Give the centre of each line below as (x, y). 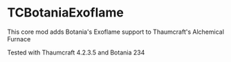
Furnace (19, 39)
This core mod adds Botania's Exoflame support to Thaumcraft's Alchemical (116, 32)
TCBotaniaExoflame (66, 13)
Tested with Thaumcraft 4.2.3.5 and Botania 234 (76, 52)
